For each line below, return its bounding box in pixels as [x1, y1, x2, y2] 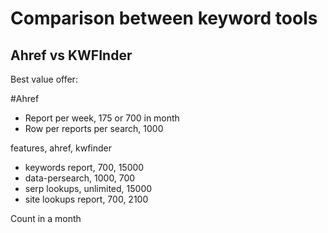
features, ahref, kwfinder [10, 142, 113, 154]
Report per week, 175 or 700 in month [24, 112, 180, 124]
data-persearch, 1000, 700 [24, 172, 136, 184]
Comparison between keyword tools [10, 7, 318, 30]
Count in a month [10, 213, 82, 224]
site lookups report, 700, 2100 [24, 193, 149, 205]
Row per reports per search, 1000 [24, 123, 164, 134]
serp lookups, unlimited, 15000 [24, 183, 153, 194]
